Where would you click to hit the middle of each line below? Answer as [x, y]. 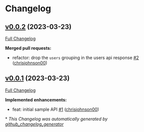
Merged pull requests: [28, 48]
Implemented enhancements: [36, 99]
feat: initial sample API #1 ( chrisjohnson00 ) [56, 109]
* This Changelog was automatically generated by [56, 119]
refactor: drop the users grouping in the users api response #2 [75, 58]
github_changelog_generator [35, 124]
